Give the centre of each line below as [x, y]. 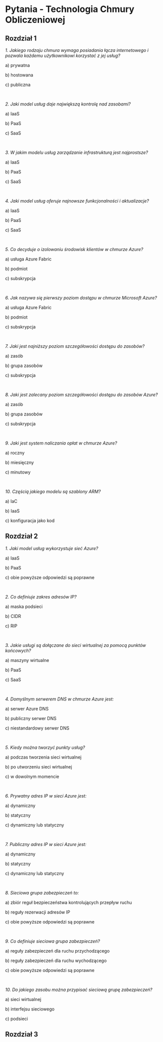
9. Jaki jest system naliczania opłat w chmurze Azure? [61, 443]
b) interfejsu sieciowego [30, 1009]
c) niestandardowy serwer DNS [37, 728]
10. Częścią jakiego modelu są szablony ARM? [53, 491]
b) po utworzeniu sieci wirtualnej [39, 766]
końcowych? [18, 650]
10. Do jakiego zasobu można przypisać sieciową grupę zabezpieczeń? [79, 989]
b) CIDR [13, 616]
